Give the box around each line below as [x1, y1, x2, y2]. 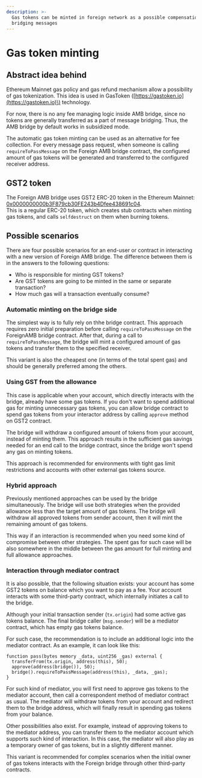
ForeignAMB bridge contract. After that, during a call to [6, 332, 142, 339]
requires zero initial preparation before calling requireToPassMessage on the [6, 325, 192, 333]
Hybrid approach [6, 481, 57, 489]
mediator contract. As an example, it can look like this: [6, 642, 140, 649]
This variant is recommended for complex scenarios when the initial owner [6, 753, 191, 761]
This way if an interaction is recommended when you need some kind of [6, 532, 185, 539]
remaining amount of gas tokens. [6, 520, 88, 527]
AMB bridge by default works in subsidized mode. [6, 123, 130, 130]
